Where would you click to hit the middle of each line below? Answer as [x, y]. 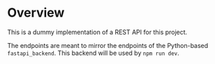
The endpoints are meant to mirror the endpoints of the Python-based [108, 45]
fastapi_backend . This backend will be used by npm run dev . [93, 53]
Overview [36, 13]
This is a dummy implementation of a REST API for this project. [97, 32]
